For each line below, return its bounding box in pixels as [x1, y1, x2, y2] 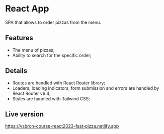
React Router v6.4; [12, 90, 51, 96]
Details [5, 67, 27, 75]
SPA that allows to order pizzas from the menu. [5, 19, 101, 25]
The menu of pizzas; [12, 47, 55, 53]
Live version [5, 110, 44, 118]
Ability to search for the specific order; [12, 52, 92, 58]
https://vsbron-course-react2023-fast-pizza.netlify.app [5, 123, 119, 129]
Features [5, 34, 33, 42]
